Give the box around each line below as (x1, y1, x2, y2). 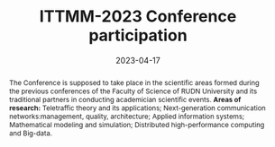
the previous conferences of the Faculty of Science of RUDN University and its (8, 86, 258, 96)
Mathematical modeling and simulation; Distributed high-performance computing (8, 119, 265, 129)
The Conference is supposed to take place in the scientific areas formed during (8, 78, 260, 87)
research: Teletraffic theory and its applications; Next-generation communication (8, 103, 266, 113)
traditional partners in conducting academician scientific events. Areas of (8, 94, 242, 104)
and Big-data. (8, 128, 52, 138)
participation (88, 25, 188, 46)
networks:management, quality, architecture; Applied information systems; (8, 111, 245, 121)
